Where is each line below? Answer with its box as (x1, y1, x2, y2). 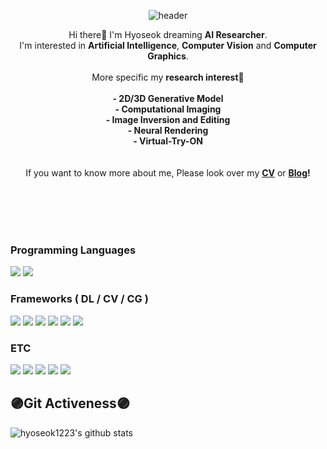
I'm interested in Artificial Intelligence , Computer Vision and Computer (19, 40, 317, 51)
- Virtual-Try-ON (133, 135, 203, 147)
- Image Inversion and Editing (105, 114, 231, 125)
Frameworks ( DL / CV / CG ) (10, 292, 149, 306)
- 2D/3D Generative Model (112, 93, 224, 104)
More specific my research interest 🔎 (91, 71, 245, 83)
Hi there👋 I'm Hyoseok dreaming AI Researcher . (68, 29, 268, 40)
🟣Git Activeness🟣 (10, 395, 130, 412)
